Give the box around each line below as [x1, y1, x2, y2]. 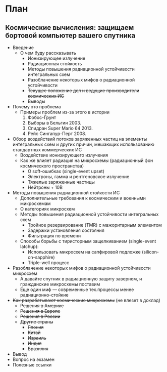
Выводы [27, 98, 45, 104]
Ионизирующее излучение [27, 55, 86, 61]
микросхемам [20, 200, 51, 206]
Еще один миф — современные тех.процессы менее [20, 286, 134, 293]
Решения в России [20, 313, 61, 319]
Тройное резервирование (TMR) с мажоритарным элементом [27, 222, 162, 228]
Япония [27, 324, 44, 330]
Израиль [27, 335, 46, 341]
